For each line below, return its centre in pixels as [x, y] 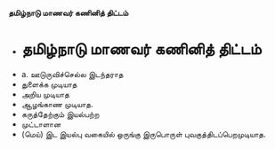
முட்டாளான [41, 124]
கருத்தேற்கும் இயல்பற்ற [60, 114]
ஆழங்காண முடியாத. [57, 104]
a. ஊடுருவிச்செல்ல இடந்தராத [72, 74]
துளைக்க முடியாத [49, 84]
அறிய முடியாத [45, 94]
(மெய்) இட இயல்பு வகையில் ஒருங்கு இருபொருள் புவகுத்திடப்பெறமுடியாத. [143, 134]
